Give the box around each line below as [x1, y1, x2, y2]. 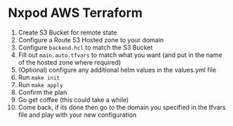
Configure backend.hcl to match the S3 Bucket [18, 43, 153, 51]
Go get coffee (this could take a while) [18, 95, 129, 103]
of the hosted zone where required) [18, 58, 121, 66]
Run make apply [18, 80, 63, 89]
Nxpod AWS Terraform [8, 5, 143, 21]
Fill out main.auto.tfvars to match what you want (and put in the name [18, 51, 223, 59]
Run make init [18, 73, 60, 82]
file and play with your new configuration [18, 111, 137, 119]
